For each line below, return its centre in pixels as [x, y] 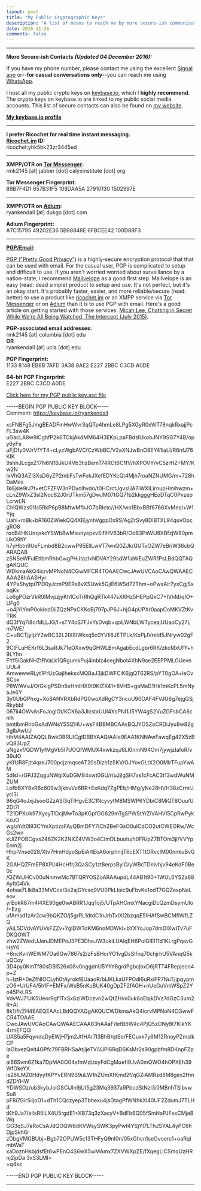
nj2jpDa [16, 1158]
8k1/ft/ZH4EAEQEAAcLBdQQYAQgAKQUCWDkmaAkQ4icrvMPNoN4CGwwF [100, 1011]
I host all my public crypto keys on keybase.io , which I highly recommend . [98, 93]
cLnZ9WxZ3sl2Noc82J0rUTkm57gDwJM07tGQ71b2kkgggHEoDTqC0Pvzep [100, 495]
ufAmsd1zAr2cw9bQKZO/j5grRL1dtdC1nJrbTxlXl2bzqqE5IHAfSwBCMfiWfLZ [100, 916]
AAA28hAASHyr [26, 578]
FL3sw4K [18, 431]
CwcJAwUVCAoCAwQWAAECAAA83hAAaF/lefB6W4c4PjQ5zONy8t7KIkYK [99, 1024]
